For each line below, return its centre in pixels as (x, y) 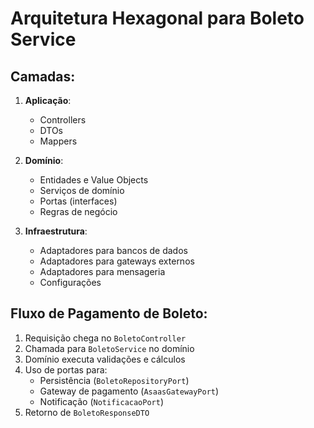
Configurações (70, 282)
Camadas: (43, 76)
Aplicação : (48, 100)
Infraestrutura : (56, 231)
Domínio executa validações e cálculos (105, 359)
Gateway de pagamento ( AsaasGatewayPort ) (129, 391)
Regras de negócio (78, 211)
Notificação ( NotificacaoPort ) (102, 401)
